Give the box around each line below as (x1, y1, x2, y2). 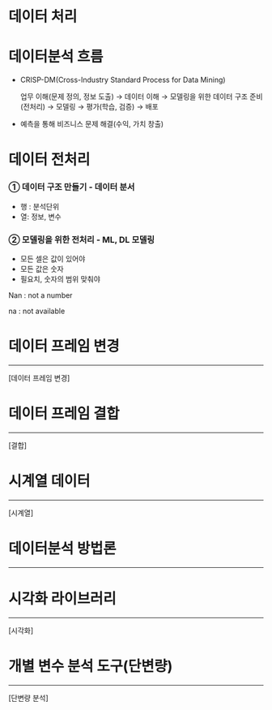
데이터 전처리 (8, 151, 91, 169)
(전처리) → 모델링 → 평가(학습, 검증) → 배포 (19, 102, 159, 112)
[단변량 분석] (8, 693, 49, 703)
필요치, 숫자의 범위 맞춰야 (19, 273, 101, 284)
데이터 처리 (8, 7, 78, 26)
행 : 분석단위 (19, 201, 60, 211)
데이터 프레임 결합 (8, 405, 120, 423)
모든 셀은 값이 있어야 (19, 253, 86, 264)
